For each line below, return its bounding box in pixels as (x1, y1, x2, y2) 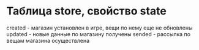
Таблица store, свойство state (6, 4, 167, 18)
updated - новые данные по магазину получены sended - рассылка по (6, 30, 191, 37)
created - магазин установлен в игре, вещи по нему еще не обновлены (6, 24, 193, 31)
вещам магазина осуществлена (6, 37, 90, 44)
